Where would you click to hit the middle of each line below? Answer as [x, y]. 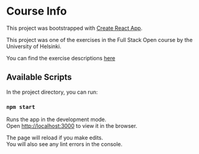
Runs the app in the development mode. [56, 119]
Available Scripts [39, 77]
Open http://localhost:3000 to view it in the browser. [72, 126]
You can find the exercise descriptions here [61, 58]
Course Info [37, 11]
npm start [21, 107]
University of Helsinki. [34, 46]
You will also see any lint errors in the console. [65, 144]
